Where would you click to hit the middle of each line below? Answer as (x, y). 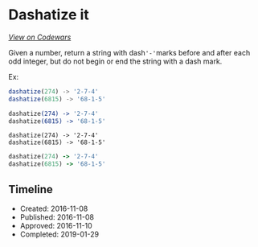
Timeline (31, 189)
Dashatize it (49, 15)
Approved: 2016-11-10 (56, 226)
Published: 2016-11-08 (57, 217)
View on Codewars (40, 37)
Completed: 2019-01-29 (59, 234)
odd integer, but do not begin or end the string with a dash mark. (115, 61)
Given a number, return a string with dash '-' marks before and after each (129, 52)
